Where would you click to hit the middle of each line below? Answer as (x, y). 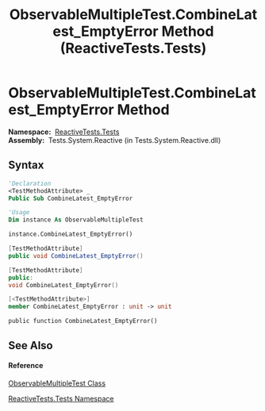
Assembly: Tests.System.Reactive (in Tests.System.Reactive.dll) (115, 140)
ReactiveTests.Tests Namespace (61, 398)
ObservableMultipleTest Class (57, 383)
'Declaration (30, 183)
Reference (26, 366)
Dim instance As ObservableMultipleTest (76, 220)
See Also (31, 346)
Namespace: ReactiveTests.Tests (64, 132)
